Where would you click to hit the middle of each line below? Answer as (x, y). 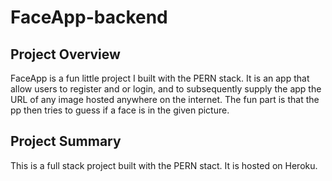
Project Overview (65, 54)
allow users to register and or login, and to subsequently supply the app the (166, 89)
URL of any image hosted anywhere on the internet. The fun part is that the (165, 99)
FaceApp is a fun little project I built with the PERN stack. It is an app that (160, 78)
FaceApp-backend (89, 17)
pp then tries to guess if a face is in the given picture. (120, 110)
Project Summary (66, 141)
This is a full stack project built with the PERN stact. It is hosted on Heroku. (164, 165)
